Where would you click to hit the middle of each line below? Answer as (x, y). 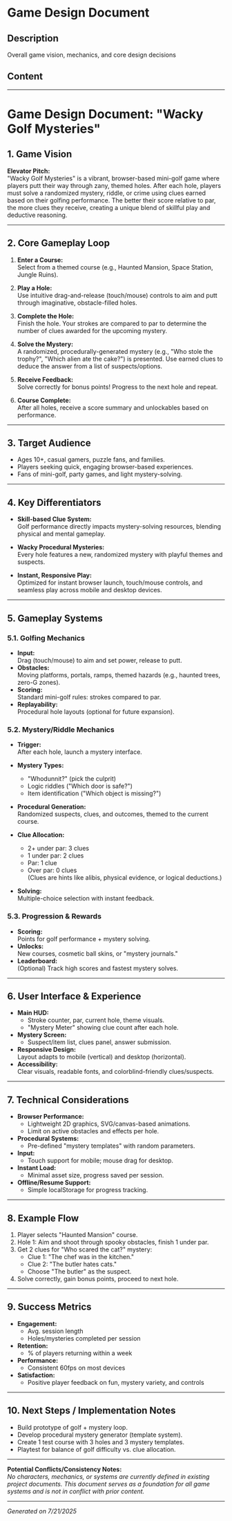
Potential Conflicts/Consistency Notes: (65, 1469)
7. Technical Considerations (68, 1100)
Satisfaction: (36, 1375)
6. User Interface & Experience (74, 996)
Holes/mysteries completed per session (84, 1338)
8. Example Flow (43, 1218)
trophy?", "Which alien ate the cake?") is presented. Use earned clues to (120, 359)
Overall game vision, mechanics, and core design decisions (91, 55)
